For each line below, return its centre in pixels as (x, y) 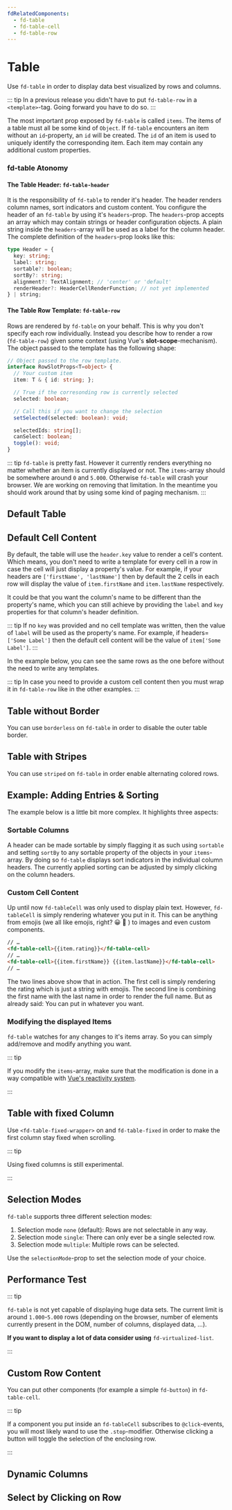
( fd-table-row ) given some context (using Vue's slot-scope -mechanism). (112, 340)
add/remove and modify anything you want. (70, 1043)
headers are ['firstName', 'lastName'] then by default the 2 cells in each (113, 577)
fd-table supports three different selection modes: (80, 1216)
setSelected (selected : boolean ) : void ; (71, 418)
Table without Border (54, 711)
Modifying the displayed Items (60, 1021)
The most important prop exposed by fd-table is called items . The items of (114, 121)
